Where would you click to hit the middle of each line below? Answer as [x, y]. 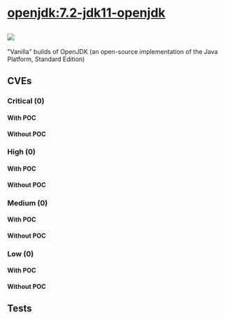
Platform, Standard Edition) [46, 59]
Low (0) [21, 254]
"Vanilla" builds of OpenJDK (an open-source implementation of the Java [112, 52]
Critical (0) [26, 101]
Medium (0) [28, 203]
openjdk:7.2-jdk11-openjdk [86, 13]
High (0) [22, 152]
